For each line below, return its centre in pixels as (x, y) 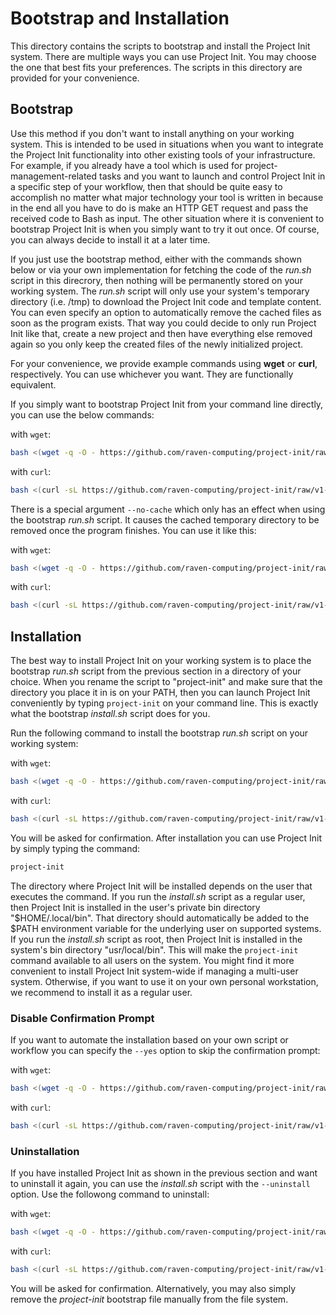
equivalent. (33, 384)
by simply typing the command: (75, 848)
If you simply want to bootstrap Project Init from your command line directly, (167, 404)
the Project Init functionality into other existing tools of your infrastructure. (163, 154)
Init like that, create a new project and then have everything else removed (161, 333)
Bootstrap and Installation (120, 18)
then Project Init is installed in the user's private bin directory (135, 907)
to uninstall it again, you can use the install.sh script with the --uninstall (160, 1184)
